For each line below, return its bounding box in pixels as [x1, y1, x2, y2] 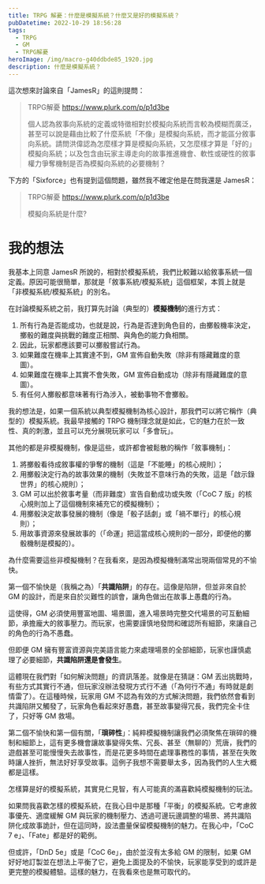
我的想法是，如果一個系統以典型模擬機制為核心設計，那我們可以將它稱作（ [8, 406, 250, 415]
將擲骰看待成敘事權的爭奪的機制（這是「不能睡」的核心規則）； [19, 459, 224, 469]
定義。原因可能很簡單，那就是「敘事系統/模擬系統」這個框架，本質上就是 [8, 277, 246, 287]
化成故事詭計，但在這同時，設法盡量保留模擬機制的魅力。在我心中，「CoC [14, 820, 254, 830]
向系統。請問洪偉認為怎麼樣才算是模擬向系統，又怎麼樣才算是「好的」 [27, 139, 256, 148]
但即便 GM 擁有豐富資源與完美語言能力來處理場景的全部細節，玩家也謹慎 [8, 645, 244, 654]
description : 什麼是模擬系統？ [8, 63, 102, 71]
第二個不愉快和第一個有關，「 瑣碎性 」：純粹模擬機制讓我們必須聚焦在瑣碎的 [8, 728, 250, 737]
